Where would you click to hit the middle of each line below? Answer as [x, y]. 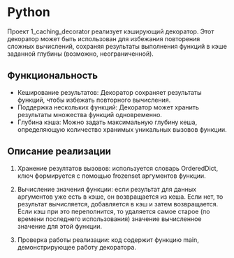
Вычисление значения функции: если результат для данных [107, 189]
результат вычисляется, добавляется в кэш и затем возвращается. [118, 204]
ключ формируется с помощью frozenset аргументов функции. [111, 176]
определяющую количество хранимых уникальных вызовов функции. [122, 129]
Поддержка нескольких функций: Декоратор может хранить [108, 107]
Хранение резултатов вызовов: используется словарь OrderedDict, [118, 168]
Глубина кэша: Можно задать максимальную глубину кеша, [107, 122]
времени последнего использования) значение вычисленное [109, 219]
